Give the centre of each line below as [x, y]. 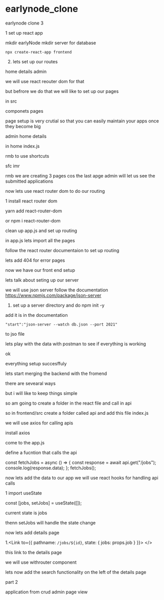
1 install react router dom [31, 201]
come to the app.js [25, 442]
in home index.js [22, 146]
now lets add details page [32, 532]
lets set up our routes [35, 61]
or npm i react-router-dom [33, 220]
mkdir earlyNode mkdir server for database [51, 43]
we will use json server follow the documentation [57, 290]
